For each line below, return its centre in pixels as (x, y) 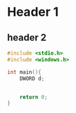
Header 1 (33, 12)
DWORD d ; (32, 79)
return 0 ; (34, 97)
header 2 (27, 38)
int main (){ (24, 72)
